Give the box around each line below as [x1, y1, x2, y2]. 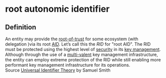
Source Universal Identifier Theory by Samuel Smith [5, 67, 111, 73]
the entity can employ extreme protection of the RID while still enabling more [5, 57, 161, 62]
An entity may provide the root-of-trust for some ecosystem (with [5, 36, 138, 42]
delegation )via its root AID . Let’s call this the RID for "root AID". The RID [5, 41, 151, 47]
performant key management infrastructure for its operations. [5, 62, 130, 68]
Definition [5, 23, 36, 31]
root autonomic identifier [5, 3, 110, 15]
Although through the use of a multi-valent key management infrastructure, [5, 52, 158, 57]
